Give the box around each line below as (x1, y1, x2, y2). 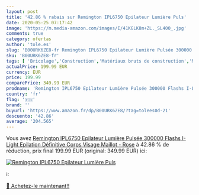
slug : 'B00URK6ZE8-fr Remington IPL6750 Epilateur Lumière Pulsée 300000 (6, 47, 192, 53)
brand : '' (6, 102, 31, 108)
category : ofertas (6, 36, 52, 42)
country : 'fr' (6, 91, 41, 97)
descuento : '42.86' (6, 113, 54, 119)
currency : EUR (6, 69, 41, 75)
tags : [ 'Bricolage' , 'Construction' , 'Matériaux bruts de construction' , (6, 58, 190, 64)
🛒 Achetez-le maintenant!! (6, 183, 70, 190)
